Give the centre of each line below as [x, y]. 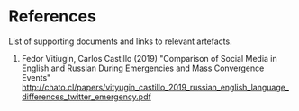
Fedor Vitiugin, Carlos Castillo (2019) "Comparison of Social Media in [149, 58]
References [52, 17]
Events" [36, 77]
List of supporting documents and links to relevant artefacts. [120, 41]
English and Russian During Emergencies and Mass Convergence [143, 68]
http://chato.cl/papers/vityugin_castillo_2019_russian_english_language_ [155, 87]
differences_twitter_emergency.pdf [86, 97]
